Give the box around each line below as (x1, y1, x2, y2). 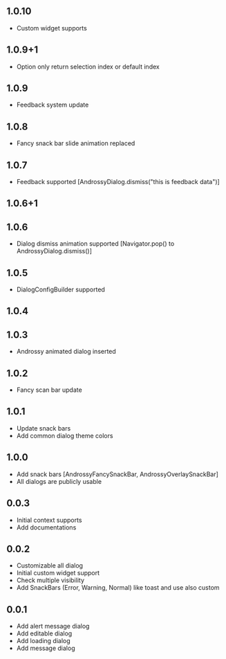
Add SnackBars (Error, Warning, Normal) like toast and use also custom (16, 584, 220, 592)
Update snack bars (16, 424, 71, 432)
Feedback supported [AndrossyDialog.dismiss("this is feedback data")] (16, 178, 220, 186)
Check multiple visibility (16, 576, 84, 584)
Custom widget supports (16, 24, 87, 32)
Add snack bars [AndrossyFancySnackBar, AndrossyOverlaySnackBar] (16, 470, 219, 478)
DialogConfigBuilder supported (16, 285, 105, 294)
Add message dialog (16, 644, 75, 653)
